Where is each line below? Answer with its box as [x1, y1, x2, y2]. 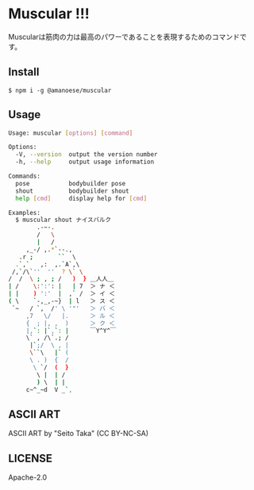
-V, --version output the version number [15, 151, 158, 159]
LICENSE [8, 451, 53, 465]
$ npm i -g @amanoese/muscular [8, 86, 112, 94]
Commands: [8, 172, 41, 181]
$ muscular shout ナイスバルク [15, 216, 112, 224]
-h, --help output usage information [15, 158, 155, 167]
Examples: [8, 209, 41, 216]
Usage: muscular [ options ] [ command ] [8, 128, 133, 137]
